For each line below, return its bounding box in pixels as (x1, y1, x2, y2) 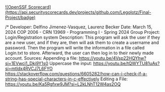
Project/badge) (5, 15, 36, 20)
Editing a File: (100, 76, 128, 82)
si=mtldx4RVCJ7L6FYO (5, 66, 53, 71)
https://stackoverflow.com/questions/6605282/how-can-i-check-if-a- (5, 71, 148, 76)
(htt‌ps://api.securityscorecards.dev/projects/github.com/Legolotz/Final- (5, 9, 152, 15)
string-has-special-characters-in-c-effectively (5, 76, 99, 82)
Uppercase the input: (49, 61, 93, 66)
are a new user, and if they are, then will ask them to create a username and (5, 40, 159, 46)
